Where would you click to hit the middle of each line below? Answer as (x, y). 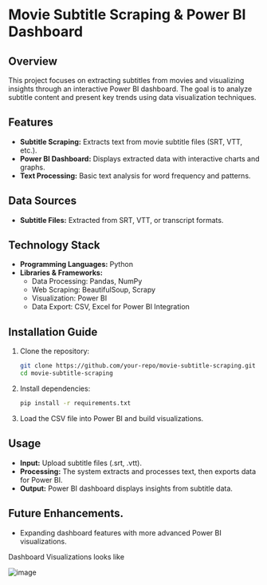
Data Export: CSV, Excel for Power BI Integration (110, 307)
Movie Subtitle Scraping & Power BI (127, 15)
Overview (33, 61)
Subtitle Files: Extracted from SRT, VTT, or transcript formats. (122, 220)
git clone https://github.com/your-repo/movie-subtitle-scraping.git (138, 366)
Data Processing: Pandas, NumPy (87, 281)
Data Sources (43, 201)
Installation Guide (53, 332)
